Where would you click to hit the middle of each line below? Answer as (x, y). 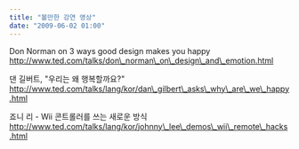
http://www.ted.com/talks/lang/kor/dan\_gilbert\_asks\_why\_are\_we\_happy (149, 89)
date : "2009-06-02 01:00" (57, 26)
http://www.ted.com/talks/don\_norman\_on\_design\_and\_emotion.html (141, 60)
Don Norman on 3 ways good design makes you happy (110, 51)
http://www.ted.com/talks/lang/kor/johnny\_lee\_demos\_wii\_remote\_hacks (149, 126)
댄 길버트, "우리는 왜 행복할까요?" (67, 78)
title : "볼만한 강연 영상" (53, 17)
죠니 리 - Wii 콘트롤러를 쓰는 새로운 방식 (78, 116)
